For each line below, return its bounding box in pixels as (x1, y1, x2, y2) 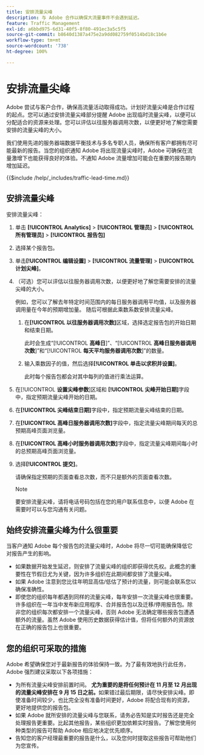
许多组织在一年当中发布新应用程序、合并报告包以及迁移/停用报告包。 (15, 601, 188, 608)
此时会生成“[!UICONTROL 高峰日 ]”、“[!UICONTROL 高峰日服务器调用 (24, 339, 196, 346)
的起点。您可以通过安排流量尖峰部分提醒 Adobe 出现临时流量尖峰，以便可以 (6, 111, 196, 118)
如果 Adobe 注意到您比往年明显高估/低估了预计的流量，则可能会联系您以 (15, 578, 197, 585)
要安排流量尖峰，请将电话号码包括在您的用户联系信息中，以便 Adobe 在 (15, 497, 195, 505)
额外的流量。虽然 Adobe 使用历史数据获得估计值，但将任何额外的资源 (15, 616, 189, 623)
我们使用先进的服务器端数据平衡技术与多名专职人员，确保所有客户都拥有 (6, 139, 187, 146)
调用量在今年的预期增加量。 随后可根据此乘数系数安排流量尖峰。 (15, 306, 177, 313)
